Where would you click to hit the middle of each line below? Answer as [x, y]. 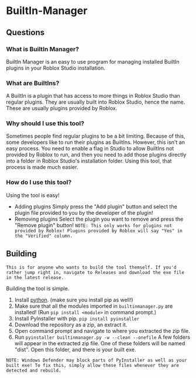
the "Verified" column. [44, 236]
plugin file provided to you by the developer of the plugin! [84, 212]
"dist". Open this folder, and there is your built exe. [75, 349]
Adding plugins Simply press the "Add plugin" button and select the [96, 207]
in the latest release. [35, 277]
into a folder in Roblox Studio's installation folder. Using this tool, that [89, 161]
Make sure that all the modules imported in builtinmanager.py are [94, 306]
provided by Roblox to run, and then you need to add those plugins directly [96, 155]
